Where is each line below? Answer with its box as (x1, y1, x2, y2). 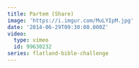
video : (7, 30, 27, 38)
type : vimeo (13, 37, 49, 44)
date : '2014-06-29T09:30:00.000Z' (7, 23, 109, 30)
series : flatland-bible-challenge (7, 50, 109, 57)
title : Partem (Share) (7, 10, 74, 18)
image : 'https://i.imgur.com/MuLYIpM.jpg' (7, 17, 134, 24)
